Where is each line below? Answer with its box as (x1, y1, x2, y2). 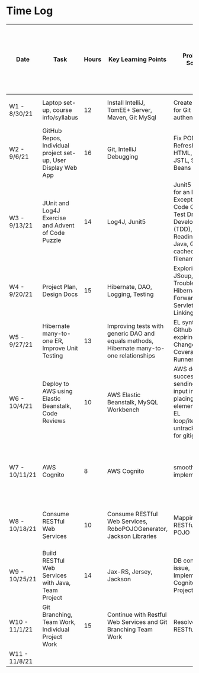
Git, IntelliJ (107, 145, 137, 153)
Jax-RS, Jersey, (107, 567, 153, 575)
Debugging (107, 152, 138, 160)
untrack (173, 424, 195, 432)
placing (173, 394, 194, 402)
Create (173, 98, 192, 107)
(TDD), (173, 225, 192, 233)
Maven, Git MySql (107, 113, 157, 121)
